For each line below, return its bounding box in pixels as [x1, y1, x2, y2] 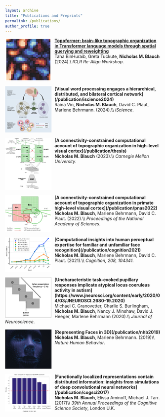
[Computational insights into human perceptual [54, 237, 154, 243]
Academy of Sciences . [54, 220, 101, 227]
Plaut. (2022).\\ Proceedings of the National [54, 215, 144, 221]
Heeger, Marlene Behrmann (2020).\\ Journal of [54, 313, 152, 319]
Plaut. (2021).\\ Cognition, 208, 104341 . [54, 257, 134, 264]
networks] [115, 384, 137, 390]
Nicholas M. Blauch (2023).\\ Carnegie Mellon [54, 153, 149, 159]
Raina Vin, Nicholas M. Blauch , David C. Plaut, [54, 101, 149, 107]
